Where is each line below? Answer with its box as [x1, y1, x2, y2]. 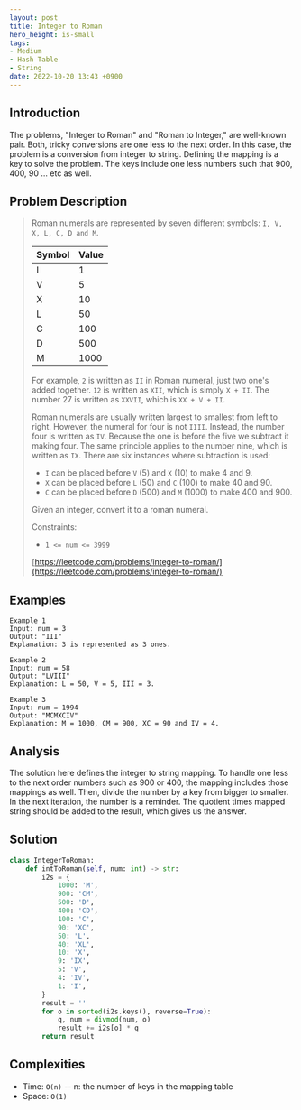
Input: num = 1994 [9, 703, 78, 713]
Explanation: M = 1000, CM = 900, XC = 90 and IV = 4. [9, 719, 220, 728]
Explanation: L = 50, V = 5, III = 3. [9, 680, 155, 689]
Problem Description [9, 193, 128, 208]
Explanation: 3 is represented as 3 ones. [9, 640, 171, 650]
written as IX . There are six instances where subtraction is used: [31, 450, 270, 461]
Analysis [9, 744, 60, 759]
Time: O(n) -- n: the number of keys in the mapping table [22, 1080, 233, 1092]
